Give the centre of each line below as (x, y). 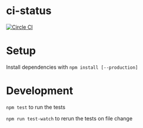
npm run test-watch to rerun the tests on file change (69, 118)
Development (40, 91)
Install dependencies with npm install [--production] (72, 67)
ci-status (29, 11)
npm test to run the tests (36, 107)
